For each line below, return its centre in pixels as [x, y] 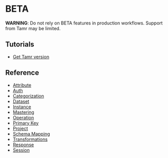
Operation [23, 117]
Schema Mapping [31, 134]
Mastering [23, 112]
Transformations [30, 139]
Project [20, 128]
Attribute [22, 85]
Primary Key [26, 123]
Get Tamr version [31, 57]
